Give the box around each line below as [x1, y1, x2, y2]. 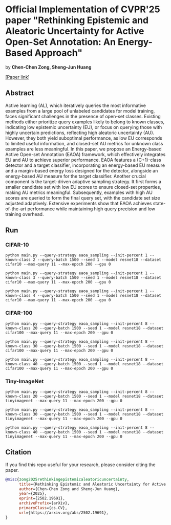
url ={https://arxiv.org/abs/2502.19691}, [18, 510, 109, 515]
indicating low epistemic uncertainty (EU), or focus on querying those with [5, 124, 162, 130]
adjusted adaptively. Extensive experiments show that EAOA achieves [5, 200, 152, 206]
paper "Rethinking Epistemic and [5, 14, 149, 26]
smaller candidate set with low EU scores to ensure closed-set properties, [5, 184, 161, 190]
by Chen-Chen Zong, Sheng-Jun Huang [5, 64, 92, 70]
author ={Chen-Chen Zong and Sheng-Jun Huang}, [18, 486, 120, 492]
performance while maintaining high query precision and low [27, 206, 156, 212]
